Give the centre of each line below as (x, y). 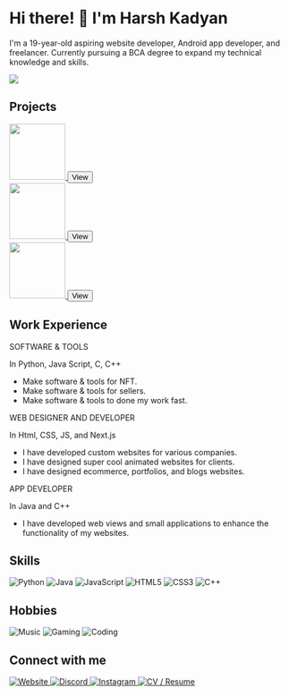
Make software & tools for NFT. (80, 381)
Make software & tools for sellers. (84, 390)
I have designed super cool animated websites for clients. (128, 462)
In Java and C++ (40, 505)
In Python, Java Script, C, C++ (65, 364)
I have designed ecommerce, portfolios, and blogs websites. (133, 471)
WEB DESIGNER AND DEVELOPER (72, 417)
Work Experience (59, 325)
